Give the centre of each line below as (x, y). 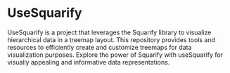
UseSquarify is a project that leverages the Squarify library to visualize (109, 32)
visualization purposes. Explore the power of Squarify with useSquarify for (115, 55)
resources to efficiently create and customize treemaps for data (100, 47)
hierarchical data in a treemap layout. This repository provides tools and (111, 39)
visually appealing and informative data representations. (89, 62)
